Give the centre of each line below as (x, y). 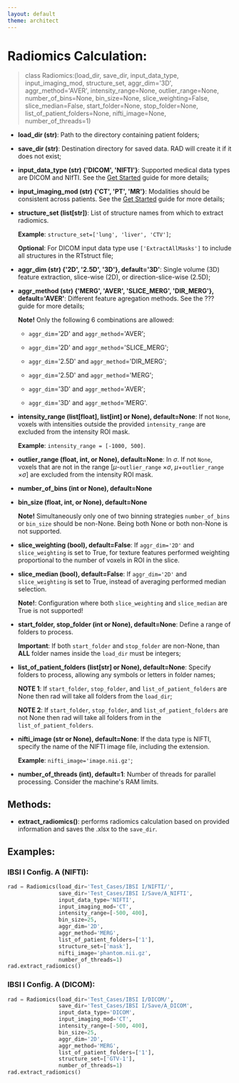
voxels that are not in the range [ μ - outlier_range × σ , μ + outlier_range (121, 467)
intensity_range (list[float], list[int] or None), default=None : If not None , (124, 417)
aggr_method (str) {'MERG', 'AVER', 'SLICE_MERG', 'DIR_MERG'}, (116, 291)
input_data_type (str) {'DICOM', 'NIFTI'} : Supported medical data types (124, 170)
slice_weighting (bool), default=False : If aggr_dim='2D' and (106, 545)
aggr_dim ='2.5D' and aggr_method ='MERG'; (91, 375)
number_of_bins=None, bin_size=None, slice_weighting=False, (117, 98)
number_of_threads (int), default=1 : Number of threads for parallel (117, 774)
